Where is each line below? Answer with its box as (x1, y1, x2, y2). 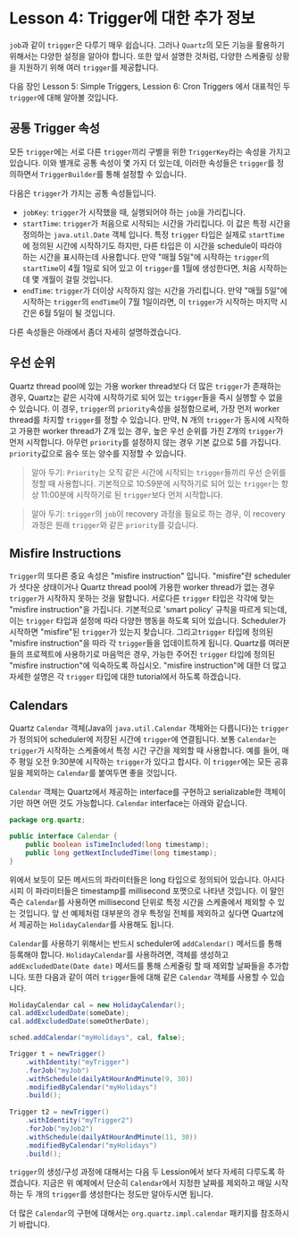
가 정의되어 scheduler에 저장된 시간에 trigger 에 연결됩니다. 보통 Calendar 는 (9, 734, 277, 745)
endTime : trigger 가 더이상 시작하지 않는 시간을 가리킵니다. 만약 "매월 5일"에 (21, 285, 288, 295)
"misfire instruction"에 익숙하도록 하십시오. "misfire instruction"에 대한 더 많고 (9, 660, 287, 671)
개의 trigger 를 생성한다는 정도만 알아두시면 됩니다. (35, 1189, 214, 1200)
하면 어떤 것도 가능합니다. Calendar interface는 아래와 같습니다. (25, 798, 248, 808)
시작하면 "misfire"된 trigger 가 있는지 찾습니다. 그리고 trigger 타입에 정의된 (9, 627, 274, 637)
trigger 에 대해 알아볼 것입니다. (9, 91, 119, 103)
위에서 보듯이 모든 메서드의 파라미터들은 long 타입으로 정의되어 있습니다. (9, 874, 262, 884)
